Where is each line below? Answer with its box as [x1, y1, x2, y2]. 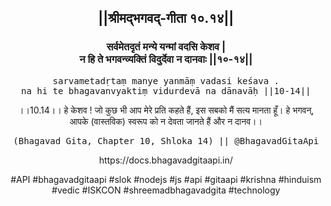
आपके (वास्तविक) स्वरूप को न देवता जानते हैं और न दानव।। [69, 115, 263, 127]
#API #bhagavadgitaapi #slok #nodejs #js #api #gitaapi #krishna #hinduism [10, 173, 322, 185]
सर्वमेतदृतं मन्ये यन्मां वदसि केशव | [106, 40, 226, 54]
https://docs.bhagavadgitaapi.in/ [98, 154, 234, 166]
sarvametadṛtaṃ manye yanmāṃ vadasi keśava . [52, 75, 280, 86]
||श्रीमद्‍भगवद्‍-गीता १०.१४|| [97, 10, 235, 27]
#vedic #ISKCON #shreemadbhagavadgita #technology [51, 184, 281, 196]
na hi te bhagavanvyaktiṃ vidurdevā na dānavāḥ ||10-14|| [21, 85, 311, 96]
